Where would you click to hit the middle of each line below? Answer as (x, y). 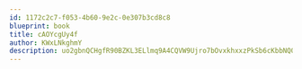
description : (34, 51)
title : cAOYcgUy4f (44, 34)
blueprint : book (40, 26)
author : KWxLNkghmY (46, 43)
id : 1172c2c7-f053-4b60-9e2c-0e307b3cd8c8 (90, 17)
